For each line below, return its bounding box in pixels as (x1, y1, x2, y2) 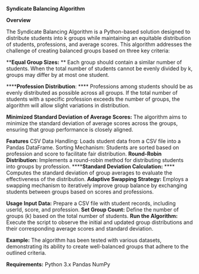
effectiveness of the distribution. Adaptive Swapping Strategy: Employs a (6, 176, 189, 182)
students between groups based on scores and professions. (6, 188, 154, 195)
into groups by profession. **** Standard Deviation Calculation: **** (6, 163, 175, 170)
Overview (6, 17, 31, 23)
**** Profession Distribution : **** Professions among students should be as (6, 83, 193, 90)
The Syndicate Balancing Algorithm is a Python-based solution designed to (6, 28, 191, 35)
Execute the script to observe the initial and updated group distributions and (6, 219, 193, 226)
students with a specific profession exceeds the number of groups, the (6, 95, 181, 102)
